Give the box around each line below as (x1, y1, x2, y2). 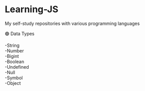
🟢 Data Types (5, 31, 35, 37)
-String (5, 42, 20, 48)
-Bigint (5, 53, 19, 59)
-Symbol (5, 75, 23, 81)
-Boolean (5, 58, 25, 65)
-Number (5, 47, 24, 54)
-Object (5, 80, 21, 86)
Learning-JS (5, 4, 59, 15)
